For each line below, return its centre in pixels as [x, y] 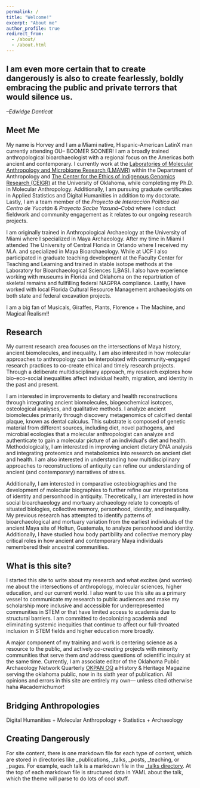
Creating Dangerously [48, 739]
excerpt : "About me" [32, 23]
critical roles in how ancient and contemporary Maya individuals [85, 541]
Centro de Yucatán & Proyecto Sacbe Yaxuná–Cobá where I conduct [91, 208]
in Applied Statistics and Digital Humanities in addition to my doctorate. [93, 195]
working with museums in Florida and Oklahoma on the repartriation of [93, 276]
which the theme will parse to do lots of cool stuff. [68, 778]
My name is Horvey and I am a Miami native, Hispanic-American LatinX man [99, 144]
